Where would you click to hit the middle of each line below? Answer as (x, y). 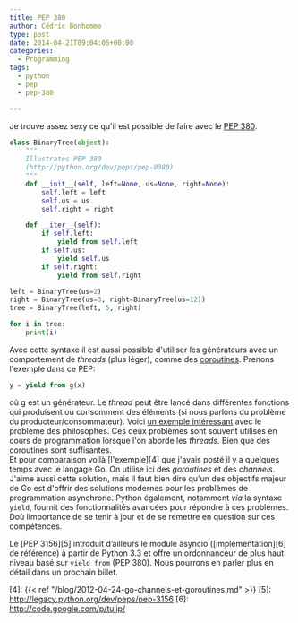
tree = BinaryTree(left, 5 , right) (76, 308)
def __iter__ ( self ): (64, 225)
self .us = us (66, 201)
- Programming (43, 59)
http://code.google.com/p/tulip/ (68, 608)
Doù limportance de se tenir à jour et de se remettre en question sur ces (142, 516)
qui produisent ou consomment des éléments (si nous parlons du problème (148, 411)
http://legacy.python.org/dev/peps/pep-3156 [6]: (99, 599)
